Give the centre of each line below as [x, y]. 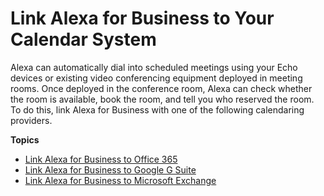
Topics [25, 139]
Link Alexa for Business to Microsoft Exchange [120, 180]
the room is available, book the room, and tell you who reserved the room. [162, 99]
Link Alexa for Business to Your [142, 18]
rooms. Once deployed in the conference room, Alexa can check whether [161, 88]
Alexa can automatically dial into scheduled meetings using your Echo [154, 67]
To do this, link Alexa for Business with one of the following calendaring [157, 109]
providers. [31, 120]
